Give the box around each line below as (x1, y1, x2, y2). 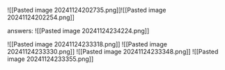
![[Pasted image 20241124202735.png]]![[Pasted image (7, 6, 166, 14)
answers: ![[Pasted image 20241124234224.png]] (7, 27, 150, 35)
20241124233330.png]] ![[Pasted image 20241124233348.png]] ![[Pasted (7, 48, 219, 55)
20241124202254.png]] (7, 13, 75, 21)
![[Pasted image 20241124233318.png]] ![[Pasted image (7, 40, 167, 48)
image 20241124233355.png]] (7, 55, 94, 63)
